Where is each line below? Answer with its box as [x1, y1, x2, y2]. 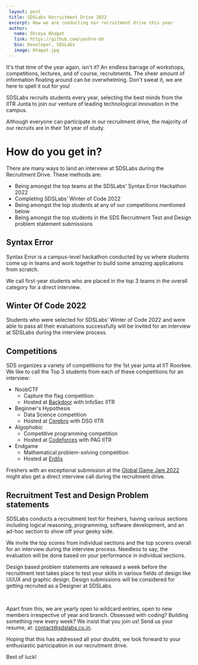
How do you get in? [6, 145, 102, 158]
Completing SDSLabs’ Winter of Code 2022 [14, 195, 121, 202]
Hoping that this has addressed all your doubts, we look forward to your [6, 635, 181, 642]
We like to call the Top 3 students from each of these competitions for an [6, 368, 184, 375]
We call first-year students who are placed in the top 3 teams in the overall [6, 277, 188, 284]
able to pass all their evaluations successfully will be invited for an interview [6, 322, 191, 330]
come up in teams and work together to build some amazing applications [6, 259, 184, 267]
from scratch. [6, 266, 40, 273]
